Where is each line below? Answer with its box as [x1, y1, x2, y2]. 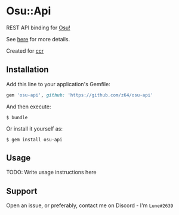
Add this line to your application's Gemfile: [6, 80, 110, 87]
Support [6, 186, 38, 196]
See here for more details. [6, 35, 70, 43]
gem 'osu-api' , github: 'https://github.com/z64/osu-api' [6, 92, 153, 98]
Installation [6, 65, 49, 75]
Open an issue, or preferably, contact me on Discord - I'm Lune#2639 [6, 202, 174, 209]
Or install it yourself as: [6, 125, 63, 132]
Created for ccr [6, 47, 44, 54]
